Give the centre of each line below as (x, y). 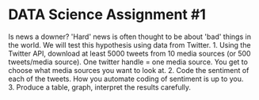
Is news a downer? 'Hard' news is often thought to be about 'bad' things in (130, 37)
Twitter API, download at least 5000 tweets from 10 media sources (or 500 (129, 53)
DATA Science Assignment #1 (107, 15)
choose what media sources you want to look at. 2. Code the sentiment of (129, 70)
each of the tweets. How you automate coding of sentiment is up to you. (126, 79)
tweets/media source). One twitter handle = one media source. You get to (128, 62)
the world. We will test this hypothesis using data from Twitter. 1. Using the (129, 44)
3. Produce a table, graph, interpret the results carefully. (100, 87)
